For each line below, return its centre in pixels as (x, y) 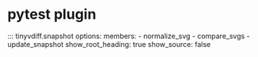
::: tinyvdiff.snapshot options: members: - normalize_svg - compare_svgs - (129, 36)
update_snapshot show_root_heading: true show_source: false (109, 44)
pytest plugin (52, 14)
